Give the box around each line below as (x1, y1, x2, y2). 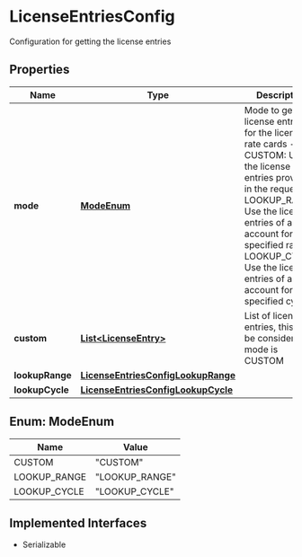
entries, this (244, 321, 294, 333)
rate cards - (244, 137, 296, 150)
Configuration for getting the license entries (9, 36, 172, 47)
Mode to (244, 103, 280, 116)
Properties (9, 62, 70, 77)
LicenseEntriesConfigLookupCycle (80, 384, 234, 396)
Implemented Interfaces (9, 515, 147, 531)
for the (244, 126, 272, 138)
